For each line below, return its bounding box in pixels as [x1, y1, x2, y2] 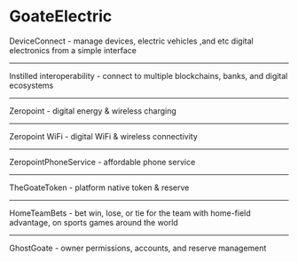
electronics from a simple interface [9, 44, 137, 55]
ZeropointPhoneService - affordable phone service [9, 156, 196, 167]
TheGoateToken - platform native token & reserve [9, 182, 190, 193]
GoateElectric [9, 6, 113, 27]
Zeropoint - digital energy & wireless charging [9, 105, 177, 116]
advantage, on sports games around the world [9, 217, 179, 227]
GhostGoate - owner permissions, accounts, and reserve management [9, 242, 267, 253]
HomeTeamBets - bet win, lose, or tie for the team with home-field [9, 207, 251, 218]
